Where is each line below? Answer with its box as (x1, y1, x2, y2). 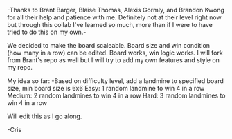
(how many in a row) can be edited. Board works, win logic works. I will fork (7, 48, 223, 57)
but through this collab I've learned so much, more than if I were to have (7, 21, 213, 28)
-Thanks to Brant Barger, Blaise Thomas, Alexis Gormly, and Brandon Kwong (7, 6, 225, 14)
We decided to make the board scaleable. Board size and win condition (7, 41, 210, 49)
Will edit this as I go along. (7, 112, 82, 120)
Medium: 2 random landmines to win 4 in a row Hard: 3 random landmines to (7, 91, 226, 100)
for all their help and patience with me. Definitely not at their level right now (7, 13, 222, 21)
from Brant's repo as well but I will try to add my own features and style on (7, 56, 220, 64)
